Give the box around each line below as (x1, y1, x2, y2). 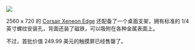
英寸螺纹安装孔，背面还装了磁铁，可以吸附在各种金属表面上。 (6, 25, 159, 32)
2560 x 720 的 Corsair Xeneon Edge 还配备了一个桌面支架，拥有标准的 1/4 (6, 18, 190, 24)
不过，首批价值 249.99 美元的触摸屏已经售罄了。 (6, 37, 127, 45)
